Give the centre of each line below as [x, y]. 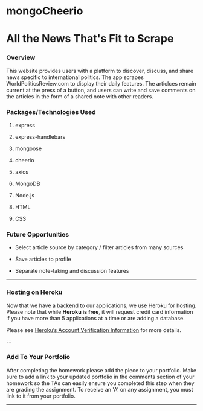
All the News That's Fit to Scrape [90, 39]
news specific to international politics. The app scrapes [75, 77]
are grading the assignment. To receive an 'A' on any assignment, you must [100, 389]
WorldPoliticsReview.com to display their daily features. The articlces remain [101, 83]
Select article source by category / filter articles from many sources [99, 247]
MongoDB [27, 183]
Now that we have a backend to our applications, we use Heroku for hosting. [101, 305]
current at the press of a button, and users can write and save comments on [101, 90]
